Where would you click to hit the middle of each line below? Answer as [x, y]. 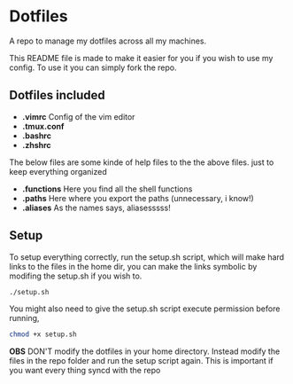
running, [24, 318]
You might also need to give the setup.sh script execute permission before [145, 309]
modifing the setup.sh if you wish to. [76, 276]
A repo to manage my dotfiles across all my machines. [108, 41]
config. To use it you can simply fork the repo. [93, 67]
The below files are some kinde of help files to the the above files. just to [142, 162]
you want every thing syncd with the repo [85, 371]
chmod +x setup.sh [43, 334]
